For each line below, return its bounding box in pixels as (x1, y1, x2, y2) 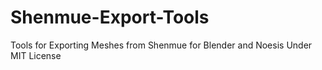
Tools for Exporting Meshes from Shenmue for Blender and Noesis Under (10, 39, 313, 51)
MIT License (10, 49, 62, 61)
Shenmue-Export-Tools (10, 6, 210, 29)
